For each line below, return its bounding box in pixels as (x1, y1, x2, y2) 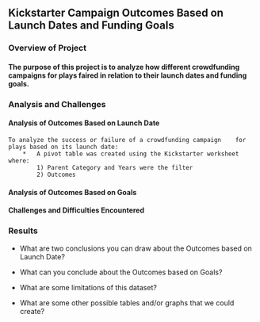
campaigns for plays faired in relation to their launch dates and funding (8, 71, 247, 80)
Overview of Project (8, 43, 87, 54)
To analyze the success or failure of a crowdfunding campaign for (8, 136, 247, 144)
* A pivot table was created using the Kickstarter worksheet (22, 150, 239, 158)
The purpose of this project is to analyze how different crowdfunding (8, 62, 240, 71)
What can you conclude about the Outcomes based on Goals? (19, 267, 223, 277)
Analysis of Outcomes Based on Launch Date (8, 118, 160, 128)
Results (8, 225, 38, 236)
